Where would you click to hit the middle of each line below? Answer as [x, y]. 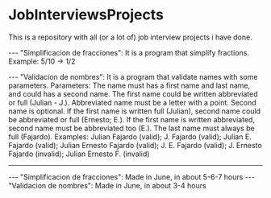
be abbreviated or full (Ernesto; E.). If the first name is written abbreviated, [132, 119]
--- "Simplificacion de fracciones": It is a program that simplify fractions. [129, 52]
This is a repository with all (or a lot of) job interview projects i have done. [130, 37]
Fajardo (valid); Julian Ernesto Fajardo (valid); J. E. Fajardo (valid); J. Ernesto [135, 145]
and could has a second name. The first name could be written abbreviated [133, 93]
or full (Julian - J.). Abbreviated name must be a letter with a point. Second [132, 102]
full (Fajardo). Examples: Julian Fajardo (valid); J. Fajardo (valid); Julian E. [130, 136]
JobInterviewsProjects [86, 15]
